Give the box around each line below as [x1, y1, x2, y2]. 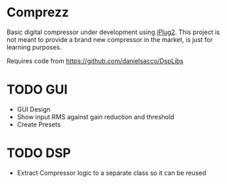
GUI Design [16, 104, 51, 114]
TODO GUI [6, 82, 68, 98]
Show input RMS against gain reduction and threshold [16, 112, 175, 121]
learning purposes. [6, 43, 62, 51]
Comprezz [6, 4, 69, 21]
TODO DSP [6, 145, 72, 161]
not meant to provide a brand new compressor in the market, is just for [6, 35, 214, 43]
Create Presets [16, 120, 61, 129]
